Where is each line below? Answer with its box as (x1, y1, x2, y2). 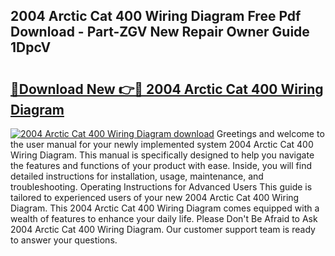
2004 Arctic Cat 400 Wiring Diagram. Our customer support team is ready (10, 224, 316, 235)
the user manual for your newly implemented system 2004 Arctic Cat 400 (10, 139, 314, 150)
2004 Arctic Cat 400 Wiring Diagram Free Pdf (10, 8, 302, 25)
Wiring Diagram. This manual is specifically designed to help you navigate (10, 149, 315, 161)
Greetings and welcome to (216, 128, 325, 139)
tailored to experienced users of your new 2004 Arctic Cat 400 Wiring (10, 192, 300, 203)
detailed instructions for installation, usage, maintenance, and (10, 170, 264, 182)
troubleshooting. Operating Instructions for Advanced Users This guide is (10, 181, 313, 193)
